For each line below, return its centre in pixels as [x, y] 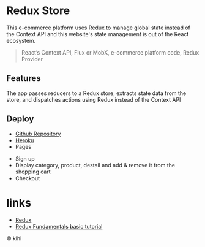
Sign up [25, 158]
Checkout [28, 178]
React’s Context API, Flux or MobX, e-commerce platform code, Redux [110, 52]
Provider [32, 59]
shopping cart [33, 172]
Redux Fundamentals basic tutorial [59, 226]
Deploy [20, 119]
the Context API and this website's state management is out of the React [98, 34]
